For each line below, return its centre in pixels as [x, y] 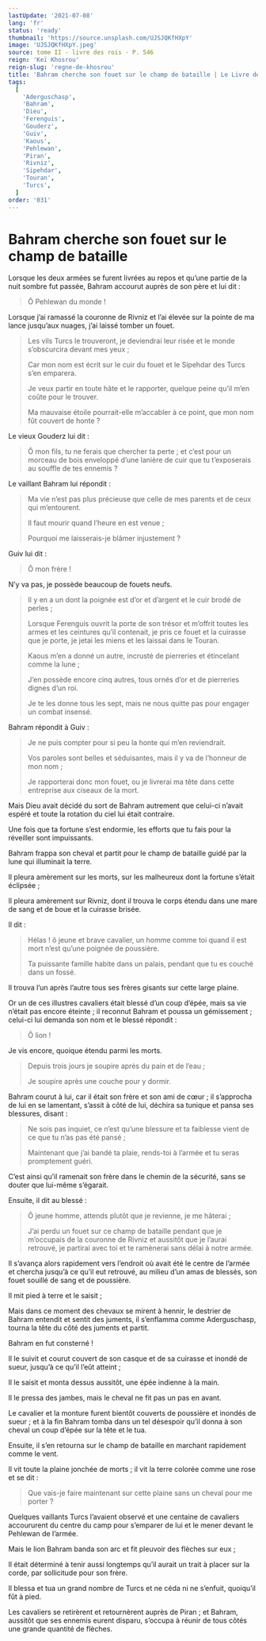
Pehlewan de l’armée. [44, 1534]
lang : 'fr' [26, 23]
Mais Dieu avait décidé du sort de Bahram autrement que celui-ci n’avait [126, 805]
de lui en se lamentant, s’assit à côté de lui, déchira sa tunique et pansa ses [131, 1105]
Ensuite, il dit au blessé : [47, 1201]
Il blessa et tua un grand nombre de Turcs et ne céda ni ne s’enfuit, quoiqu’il [132, 1589]
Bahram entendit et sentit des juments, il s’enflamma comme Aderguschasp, [132, 1320]
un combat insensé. [60, 712]
